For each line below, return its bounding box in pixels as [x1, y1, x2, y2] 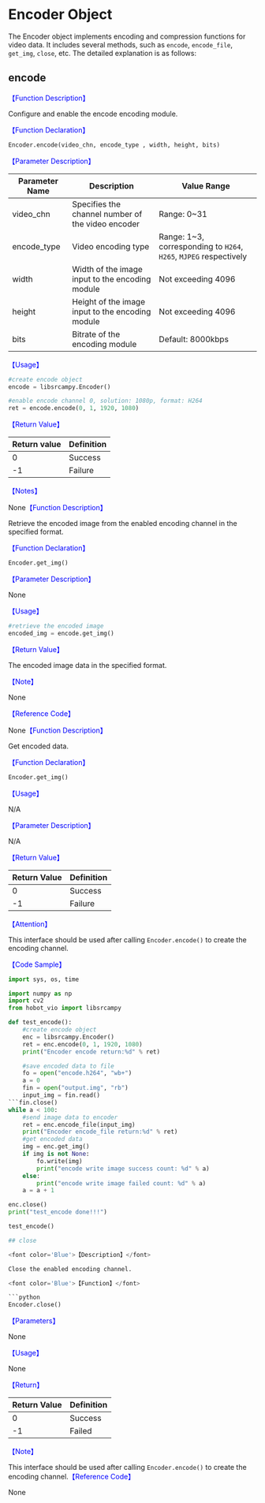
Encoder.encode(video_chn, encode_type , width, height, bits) [8, 140, 221, 149]
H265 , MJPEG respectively [159, 251, 247, 262]
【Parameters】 [8, 1316, 60, 1326]
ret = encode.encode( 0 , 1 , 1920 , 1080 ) [8, 405, 140, 412]
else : [22, 1172, 41, 1180]
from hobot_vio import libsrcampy [8, 1004, 122, 1013]
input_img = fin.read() [22, 1091, 101, 1099]
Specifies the [72, 199, 121, 210]
